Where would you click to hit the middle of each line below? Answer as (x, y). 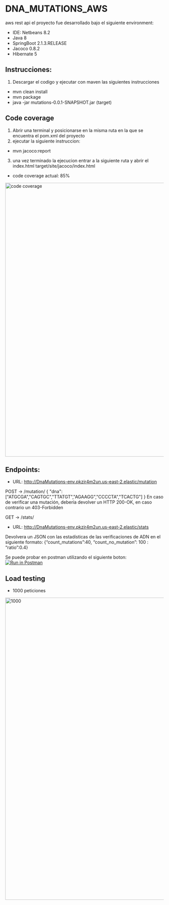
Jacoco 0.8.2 (26, 48)
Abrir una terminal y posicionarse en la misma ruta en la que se (78, 130)
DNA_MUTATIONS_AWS (57, 9)
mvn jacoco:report (32, 151)
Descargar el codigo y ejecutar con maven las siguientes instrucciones (86, 82)
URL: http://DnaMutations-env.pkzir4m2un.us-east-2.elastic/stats (81, 527)
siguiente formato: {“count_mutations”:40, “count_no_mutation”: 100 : (77, 542)
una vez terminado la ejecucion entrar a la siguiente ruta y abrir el (80, 160)
